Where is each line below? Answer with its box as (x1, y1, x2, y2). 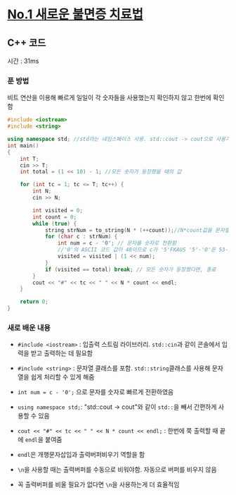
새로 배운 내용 (7, 322, 51, 332)
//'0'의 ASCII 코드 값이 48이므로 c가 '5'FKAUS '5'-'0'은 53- (57, 246, 229, 254)
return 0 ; (20, 298, 49, 305)
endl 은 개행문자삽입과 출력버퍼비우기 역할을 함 (17, 451, 145, 459)
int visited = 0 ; (32, 207, 83, 214)
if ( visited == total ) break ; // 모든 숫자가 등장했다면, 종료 (44, 266, 216, 273)
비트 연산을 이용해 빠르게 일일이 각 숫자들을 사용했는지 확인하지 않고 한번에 (7, 93, 212, 102)
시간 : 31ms (7, 57, 39, 65)
